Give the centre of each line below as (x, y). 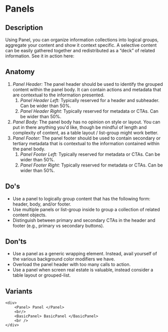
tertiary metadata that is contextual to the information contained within (86, 143)
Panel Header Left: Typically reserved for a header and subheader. (90, 100)
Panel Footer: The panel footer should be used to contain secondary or (87, 138)
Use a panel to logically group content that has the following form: (81, 198)
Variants (19, 291)
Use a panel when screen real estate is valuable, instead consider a (83, 270)
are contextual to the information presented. (58, 95)
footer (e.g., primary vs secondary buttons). (58, 225)
